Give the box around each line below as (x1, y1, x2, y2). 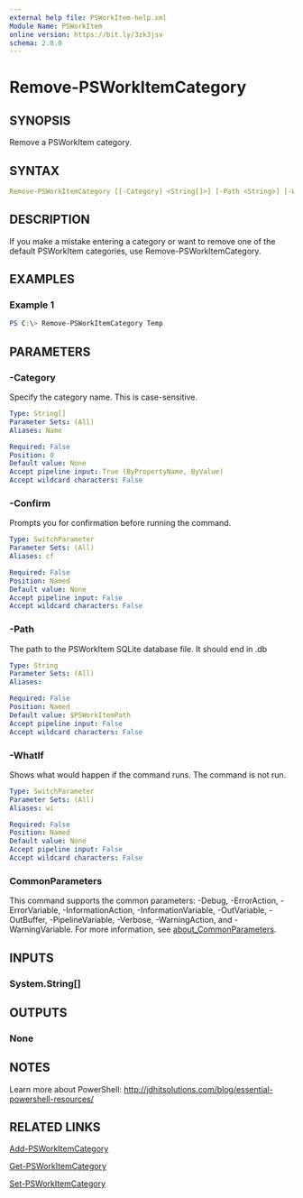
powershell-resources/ (9, 1093, 95, 1104)
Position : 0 (9, 450, 54, 460)
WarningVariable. (9, 924, 74, 935)
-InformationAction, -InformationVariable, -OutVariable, (62, 905, 268, 916)
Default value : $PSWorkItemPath (9, 710, 131, 720)
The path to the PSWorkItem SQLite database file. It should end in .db (9, 643, 268, 654)
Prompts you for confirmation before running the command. (9, 518, 232, 529)
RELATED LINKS (9, 1120, 101, 1135)
